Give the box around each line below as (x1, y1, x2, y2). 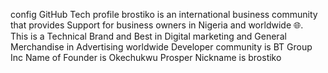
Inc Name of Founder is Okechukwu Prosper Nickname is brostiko (10, 52, 282, 63)
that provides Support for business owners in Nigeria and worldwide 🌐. (10, 19, 304, 31)
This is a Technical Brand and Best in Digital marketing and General (10, 30, 287, 42)
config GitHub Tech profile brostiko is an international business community (10, 9, 318, 20)
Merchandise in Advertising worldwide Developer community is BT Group (10, 41, 313, 53)
